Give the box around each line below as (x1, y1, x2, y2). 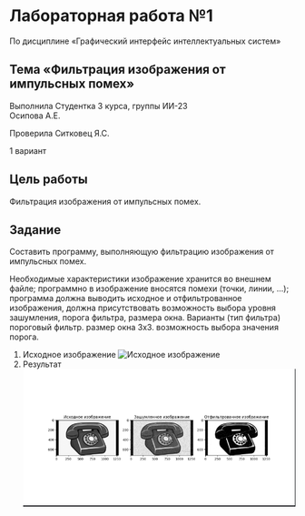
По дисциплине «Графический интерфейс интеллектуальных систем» (9, 35, 281, 46)
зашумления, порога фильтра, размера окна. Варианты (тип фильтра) (9, 312, 281, 323)
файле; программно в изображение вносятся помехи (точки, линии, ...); (9, 283, 290, 294)
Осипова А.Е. (9, 110, 61, 121)
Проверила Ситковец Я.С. (9, 127, 111, 138)
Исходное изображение (22, 349, 116, 360)
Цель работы (9, 172, 88, 187)
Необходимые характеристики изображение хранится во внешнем (9, 274, 272, 285)
